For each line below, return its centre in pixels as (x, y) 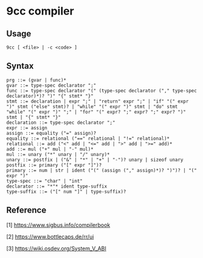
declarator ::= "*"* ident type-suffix (57, 186)
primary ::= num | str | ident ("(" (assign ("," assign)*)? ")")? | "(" (102, 170)
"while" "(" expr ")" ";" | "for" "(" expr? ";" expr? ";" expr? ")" (96, 112)
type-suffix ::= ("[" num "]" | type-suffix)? (66, 192)
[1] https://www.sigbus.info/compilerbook (58, 225)
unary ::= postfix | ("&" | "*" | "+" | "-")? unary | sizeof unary (95, 160)
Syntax (20, 66)
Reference (26, 210)
